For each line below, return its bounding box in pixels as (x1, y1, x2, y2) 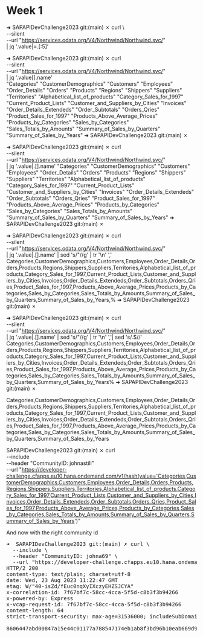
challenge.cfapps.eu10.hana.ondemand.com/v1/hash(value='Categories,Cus (6, 472, 196, 479)
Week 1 (6, 4, 43, 18)
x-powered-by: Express (6, 595, 74, 601)
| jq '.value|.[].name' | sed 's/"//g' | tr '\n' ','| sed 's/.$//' (6, 333, 143, 341)
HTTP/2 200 (6, 565, 39, 571)
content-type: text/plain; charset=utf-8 (6, 571, 131, 577)
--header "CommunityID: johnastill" (6, 459, 95, 467)
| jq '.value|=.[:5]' (6, 43, 49, 50)
